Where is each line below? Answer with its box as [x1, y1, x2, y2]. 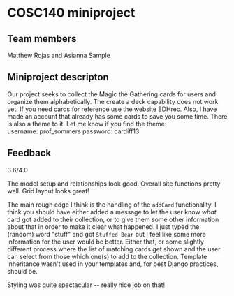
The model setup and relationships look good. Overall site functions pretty [7, 179, 221, 188]
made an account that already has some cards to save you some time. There [7, 112, 228, 120]
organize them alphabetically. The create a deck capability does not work [7, 97, 219, 105]
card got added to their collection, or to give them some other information [7, 215, 219, 223]
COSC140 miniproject [7, 5, 136, 21]
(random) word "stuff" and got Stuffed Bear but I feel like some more [7, 230, 206, 238]
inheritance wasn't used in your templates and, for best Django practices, [7, 260, 219, 268]
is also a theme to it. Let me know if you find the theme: [7, 119, 167, 128]
